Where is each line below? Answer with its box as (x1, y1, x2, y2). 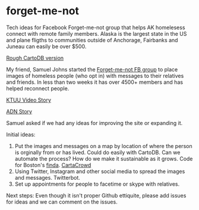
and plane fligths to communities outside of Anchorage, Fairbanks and (6, 36, 178, 43)
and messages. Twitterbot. (14, 174, 80, 181)
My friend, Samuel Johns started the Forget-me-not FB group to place (6, 65, 178, 73)
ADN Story (6, 108, 33, 115)
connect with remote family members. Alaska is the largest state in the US (6, 30, 187, 37)
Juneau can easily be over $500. (6, 43, 87, 50)
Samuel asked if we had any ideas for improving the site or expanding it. (6, 119, 183, 126)
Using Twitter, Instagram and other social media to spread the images (14, 168, 185, 175)
